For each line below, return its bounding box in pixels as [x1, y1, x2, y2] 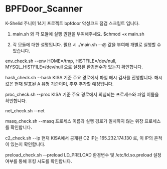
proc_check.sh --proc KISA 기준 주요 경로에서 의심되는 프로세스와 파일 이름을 [5, 91, 159, 97]
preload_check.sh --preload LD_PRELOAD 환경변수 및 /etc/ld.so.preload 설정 [5, 151, 161, 158]
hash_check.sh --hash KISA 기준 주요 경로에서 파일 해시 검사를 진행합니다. [5, 74, 153, 80]
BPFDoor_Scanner [5, 3, 83, 15]
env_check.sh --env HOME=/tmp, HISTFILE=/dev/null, [5, 58, 117, 64]
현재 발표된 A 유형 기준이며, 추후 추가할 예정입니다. [14, 81, 114, 87]
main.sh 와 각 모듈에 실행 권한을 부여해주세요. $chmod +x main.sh [12, 31, 144, 37]
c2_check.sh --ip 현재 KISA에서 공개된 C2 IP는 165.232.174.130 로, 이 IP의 [5, 135, 153, 141]
